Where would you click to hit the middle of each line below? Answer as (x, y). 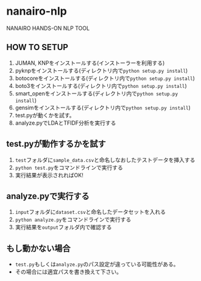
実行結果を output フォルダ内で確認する (63, 227)
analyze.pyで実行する (48, 196)
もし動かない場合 (38, 248)
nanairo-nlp (37, 11)
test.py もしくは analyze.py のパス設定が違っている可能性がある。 (97, 265)
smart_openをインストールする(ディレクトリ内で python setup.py (97, 93)
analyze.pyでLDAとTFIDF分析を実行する (65, 123)
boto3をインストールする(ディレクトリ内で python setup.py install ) (101, 86)
